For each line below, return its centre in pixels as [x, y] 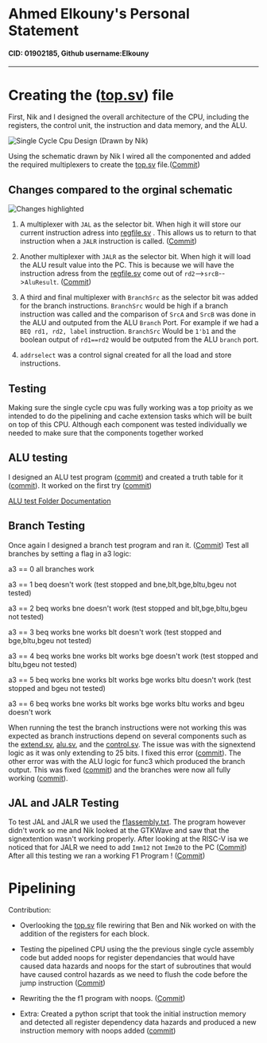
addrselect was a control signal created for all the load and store [126, 355]
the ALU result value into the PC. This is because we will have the [127, 265]
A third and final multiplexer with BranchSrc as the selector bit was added [139, 297]
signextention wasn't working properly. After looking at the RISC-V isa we [128, 839]
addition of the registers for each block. [84, 934]
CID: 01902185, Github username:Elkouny [79, 53]
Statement [44, 31]
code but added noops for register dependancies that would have [127, 958]
